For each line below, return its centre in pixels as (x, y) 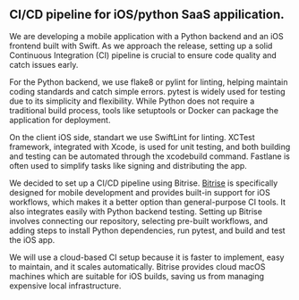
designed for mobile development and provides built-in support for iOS (140, 192)
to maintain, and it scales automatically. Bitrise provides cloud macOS (137, 266)
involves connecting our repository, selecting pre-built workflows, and (139, 221)
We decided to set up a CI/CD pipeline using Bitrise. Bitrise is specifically (144, 183)
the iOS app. (32, 239)
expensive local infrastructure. (65, 286)
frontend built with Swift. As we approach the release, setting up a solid (141, 46)
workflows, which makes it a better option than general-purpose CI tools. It (148, 202)
